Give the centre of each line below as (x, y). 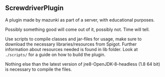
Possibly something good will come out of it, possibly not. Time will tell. (78, 29)
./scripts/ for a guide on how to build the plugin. (55, 54)
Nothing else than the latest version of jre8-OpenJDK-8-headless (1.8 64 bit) (83, 64)
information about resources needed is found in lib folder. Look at (71, 49)
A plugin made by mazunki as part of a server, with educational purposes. (80, 20)
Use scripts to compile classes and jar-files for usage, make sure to (73, 39)
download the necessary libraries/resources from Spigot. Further (71, 44)
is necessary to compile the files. (39, 69)
